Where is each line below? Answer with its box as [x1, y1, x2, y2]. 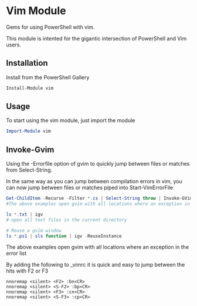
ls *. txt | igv [6, 211, 43, 217]
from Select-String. [6, 166, 53, 174]
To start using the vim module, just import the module [6, 117, 135, 124]
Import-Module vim [6, 128, 51, 134]
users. [6, 41, 22, 48]
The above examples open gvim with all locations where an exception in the [6, 244, 189, 251]
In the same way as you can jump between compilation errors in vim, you [6, 178, 183, 185]
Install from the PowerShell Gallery [6, 73, 90, 80]
